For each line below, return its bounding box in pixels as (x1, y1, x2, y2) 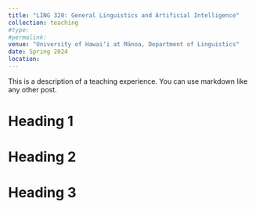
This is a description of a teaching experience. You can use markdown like (8, 76, 248, 86)
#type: (8, 26, 30, 34)
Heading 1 (8, 113, 74, 130)
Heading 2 (8, 148, 77, 166)
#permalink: (8, 33, 47, 41)
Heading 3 (8, 184, 77, 202)
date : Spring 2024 (8, 48, 68, 56)
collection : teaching (8, 19, 79, 27)
